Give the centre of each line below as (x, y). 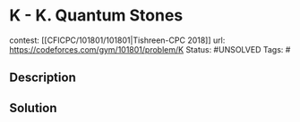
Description (43, 78)
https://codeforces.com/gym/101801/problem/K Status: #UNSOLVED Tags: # (150, 49)
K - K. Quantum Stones (96, 16)
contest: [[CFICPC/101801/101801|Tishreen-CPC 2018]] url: (117, 40)
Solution (33, 108)
